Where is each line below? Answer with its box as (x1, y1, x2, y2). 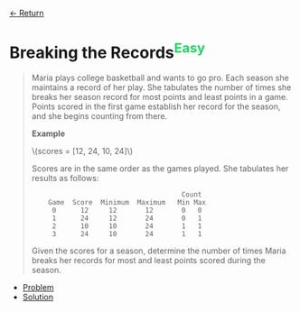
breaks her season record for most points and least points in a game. (31, 92, 289, 103)
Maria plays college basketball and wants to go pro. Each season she (31, 72, 289, 84)
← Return (9, 8, 44, 18)
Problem (22, 282, 54, 293)
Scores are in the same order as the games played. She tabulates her (31, 163, 289, 174)
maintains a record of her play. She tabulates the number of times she (31, 82, 292, 93)
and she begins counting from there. (31, 111, 168, 122)
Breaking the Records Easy (9, 40, 206, 63)
